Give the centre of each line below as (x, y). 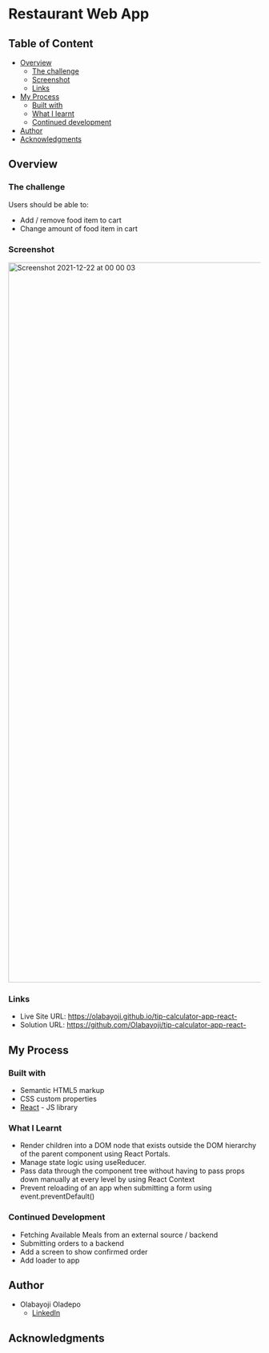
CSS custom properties (58, 1099)
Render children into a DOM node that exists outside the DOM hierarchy (138, 1146)
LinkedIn (46, 1313)
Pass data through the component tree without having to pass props (132, 1171)
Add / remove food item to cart (70, 220)
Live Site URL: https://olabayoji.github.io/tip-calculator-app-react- (128, 1016)
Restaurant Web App (79, 14)
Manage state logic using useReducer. (83, 1163)
